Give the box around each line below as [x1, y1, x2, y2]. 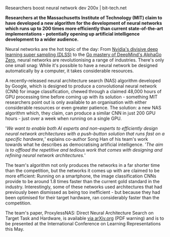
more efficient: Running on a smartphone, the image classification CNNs [5, 173, 156, 179]
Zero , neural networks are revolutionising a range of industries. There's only [5, 57, 164, 63]
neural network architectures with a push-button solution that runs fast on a [5, 131, 165, 137]
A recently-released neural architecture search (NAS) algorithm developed [5, 78, 161, 83]
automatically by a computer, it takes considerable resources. [5, 68, 134, 74]
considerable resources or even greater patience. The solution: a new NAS [5, 105, 161, 110]
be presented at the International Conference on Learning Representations [5, 221, 161, 226]
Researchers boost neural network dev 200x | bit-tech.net [5, 5, 127, 11]
